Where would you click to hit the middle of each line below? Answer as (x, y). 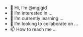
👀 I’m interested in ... (31, 13)
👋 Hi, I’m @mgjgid (28, 8)
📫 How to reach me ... (33, 29)
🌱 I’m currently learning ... (37, 18)
